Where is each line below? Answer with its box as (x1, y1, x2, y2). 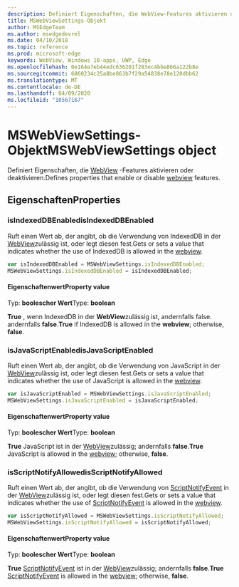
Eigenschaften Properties (7, 194, 121, 207)
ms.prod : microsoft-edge (7, 51, 81, 58)
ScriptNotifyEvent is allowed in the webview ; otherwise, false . (7, 571, 188, 581)
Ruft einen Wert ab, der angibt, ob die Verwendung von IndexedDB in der (7, 232, 221, 240)
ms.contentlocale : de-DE (7, 83, 81, 90)
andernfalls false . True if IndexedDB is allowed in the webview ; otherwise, (7, 320, 224, 328)
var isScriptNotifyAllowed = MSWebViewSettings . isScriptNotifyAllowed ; (7, 512, 224, 520)
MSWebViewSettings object (47, 142, 217, 159)
